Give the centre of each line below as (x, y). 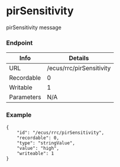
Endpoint (20, 43)
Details (79, 58)
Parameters (25, 97)
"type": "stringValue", (46, 143)
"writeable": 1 (35, 153)
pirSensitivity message (34, 27)
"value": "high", (38, 148)
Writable (21, 87)
